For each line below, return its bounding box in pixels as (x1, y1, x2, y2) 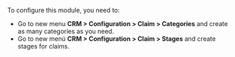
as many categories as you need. (17, 27, 114, 35)
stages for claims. (17, 42, 70, 50)
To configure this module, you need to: (7, 6, 120, 14)
